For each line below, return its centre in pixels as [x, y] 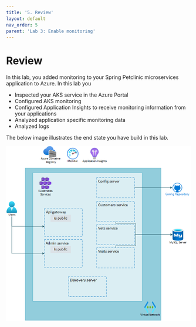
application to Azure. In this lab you [49, 84]
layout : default [26, 19]
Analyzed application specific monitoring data [70, 120]
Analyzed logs [32, 126]
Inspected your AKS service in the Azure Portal [71, 95]
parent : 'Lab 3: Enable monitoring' [51, 31]
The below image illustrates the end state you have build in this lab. [87, 138]
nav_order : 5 [22, 25]
